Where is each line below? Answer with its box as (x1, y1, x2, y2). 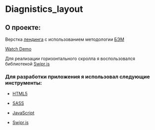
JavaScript (12, 110, 35, 116)
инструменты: (5, 79, 42, 86)
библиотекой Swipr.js (5, 61, 50, 66)
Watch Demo (5, 46, 32, 52)
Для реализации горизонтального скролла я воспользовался (5, 56, 135, 62)
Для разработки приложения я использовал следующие (5, 73, 150, 80)
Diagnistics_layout (5, 3, 83, 15)
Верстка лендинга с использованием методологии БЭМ (5, 36, 125, 42)
